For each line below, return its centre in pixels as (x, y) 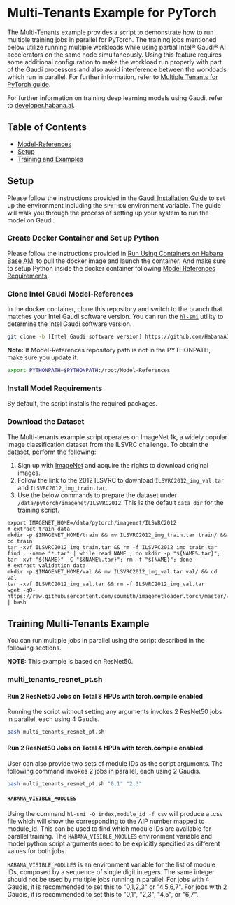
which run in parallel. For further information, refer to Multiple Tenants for (113, 77)
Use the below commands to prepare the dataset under (97, 495)
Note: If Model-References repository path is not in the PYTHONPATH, (109, 350)
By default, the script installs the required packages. (83, 404)
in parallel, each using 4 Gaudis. (54, 719)
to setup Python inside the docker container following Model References (111, 268)
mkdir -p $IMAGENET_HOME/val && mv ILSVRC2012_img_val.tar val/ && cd (112, 571)
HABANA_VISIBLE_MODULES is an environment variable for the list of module (111, 864)
